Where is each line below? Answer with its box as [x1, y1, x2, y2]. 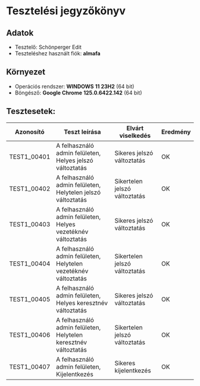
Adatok [6, 28, 34, 38]
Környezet [6, 67, 46, 77]
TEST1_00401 [9, 153, 51, 161]
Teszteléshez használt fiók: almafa [14, 50, 101, 57]
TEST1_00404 [9, 260, 51, 268]
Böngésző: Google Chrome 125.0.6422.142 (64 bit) [14, 89, 142, 96]
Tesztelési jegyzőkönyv [6, 4, 126, 18]
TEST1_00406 [9, 331, 51, 339]
